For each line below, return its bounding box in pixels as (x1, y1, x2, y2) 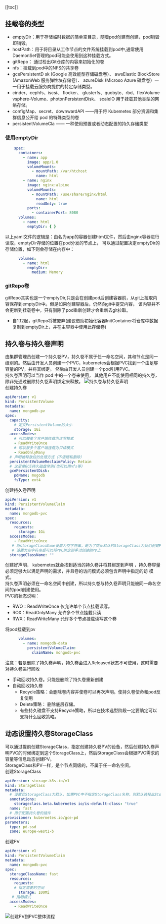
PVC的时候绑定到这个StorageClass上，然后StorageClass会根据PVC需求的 (9, 750, 160, 755)
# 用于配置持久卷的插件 (9, 810, 51, 815)
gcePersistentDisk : (9, 468, 50, 473)
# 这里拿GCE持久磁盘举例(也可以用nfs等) (9, 463, 83, 469)
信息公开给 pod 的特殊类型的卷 (16, 114, 80, 120)
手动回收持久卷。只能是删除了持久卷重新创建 (12, 676, 104, 682)
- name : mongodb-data (23, 641, 68, 646)
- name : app (23, 155, 48, 160)
